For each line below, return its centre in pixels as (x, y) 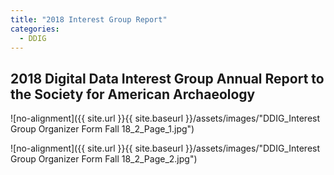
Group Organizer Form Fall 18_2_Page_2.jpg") (104, 159)
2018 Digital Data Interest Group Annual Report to (167, 78)
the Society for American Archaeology (133, 94)
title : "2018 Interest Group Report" (89, 19)
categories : (35, 29)
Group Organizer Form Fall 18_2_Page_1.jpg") (102, 129)
